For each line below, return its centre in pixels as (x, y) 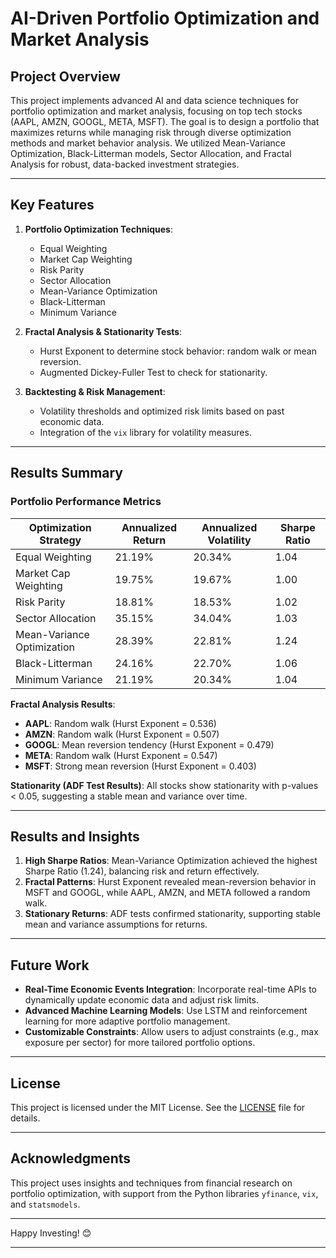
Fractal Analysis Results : (63, 704)
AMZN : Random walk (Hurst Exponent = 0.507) (122, 734)
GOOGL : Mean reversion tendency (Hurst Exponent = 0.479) (149, 744)
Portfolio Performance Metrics (86, 502)
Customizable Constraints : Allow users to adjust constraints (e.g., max (171, 1032)
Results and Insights (75, 836)
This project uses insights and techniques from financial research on (151, 1183)
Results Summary (67, 473)
